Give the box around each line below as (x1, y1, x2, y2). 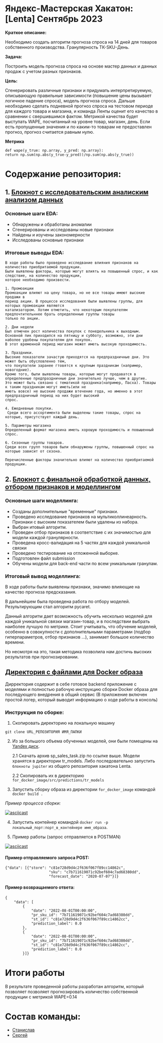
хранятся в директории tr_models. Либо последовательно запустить (12, 758, 155, 764)
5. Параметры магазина (5, 423, 51, 428)
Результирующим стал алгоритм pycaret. (5, 604, 91, 610)
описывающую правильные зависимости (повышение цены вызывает (5, 93, 152, 98)
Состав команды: (5, 1011, 81, 1022)
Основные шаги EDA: (5, 210, 58, 217)
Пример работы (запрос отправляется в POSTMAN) (12, 834, 121, 840)
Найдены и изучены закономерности (12, 232, 90, 237)
